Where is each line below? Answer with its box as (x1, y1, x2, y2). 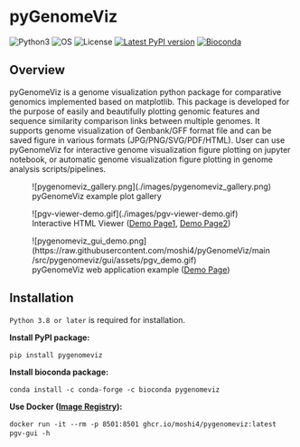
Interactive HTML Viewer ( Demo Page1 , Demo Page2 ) (32, 217, 231, 228)
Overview (9, 62, 66, 78)
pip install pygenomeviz (9, 350, 103, 359)
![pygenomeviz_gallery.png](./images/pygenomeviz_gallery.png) (32, 181, 272, 192)
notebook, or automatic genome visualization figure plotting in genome (9, 154, 274, 165)
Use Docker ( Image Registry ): (9, 401, 123, 412)
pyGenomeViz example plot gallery (32, 190, 163, 201)
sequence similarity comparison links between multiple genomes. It (9, 115, 260, 126)
